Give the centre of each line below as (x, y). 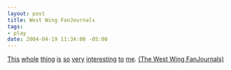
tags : (15, 26)
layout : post (26, 14)
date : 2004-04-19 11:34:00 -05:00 (58, 40)
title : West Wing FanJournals (51, 20)
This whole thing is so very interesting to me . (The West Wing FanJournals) (115, 59)
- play (17, 33)
